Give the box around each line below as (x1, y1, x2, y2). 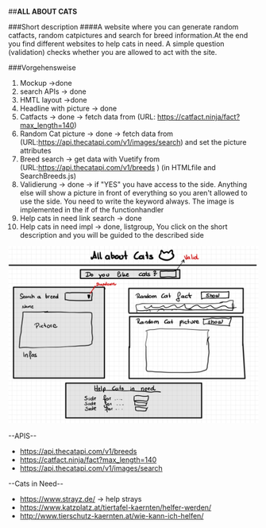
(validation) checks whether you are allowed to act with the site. (8, 48, 218, 56)
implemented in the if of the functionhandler (19, 205, 164, 214)
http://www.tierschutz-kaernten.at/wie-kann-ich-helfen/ (19, 511, 204, 521)
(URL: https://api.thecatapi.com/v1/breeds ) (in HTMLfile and (19, 163, 216, 172)
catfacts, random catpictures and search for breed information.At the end (8, 31, 249, 40)
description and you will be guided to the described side (19, 231, 204, 239)
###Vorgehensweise (8, 63, 77, 72)
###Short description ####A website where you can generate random (8, 22, 239, 31)
